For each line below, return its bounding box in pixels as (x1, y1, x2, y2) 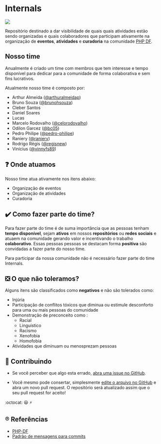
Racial (19, 317, 32, 323)
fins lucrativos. (5, 76, 35, 81)
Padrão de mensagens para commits (12, 433, 86, 439)
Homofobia (19, 338, 42, 344)
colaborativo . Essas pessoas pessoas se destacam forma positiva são (5, 241, 147, 247)
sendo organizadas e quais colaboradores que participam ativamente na (5, 33, 150, 39)
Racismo (19, 328, 37, 333)
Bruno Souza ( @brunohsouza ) (12, 99, 73, 105)
